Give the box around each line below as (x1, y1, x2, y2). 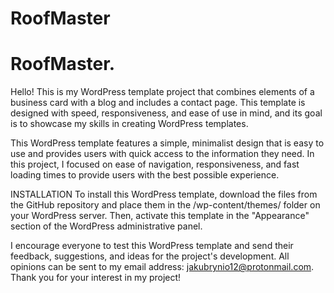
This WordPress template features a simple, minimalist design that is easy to (10, 137, 325, 149)
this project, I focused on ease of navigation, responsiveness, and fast (10, 158, 300, 171)
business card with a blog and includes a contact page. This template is (10, 97, 306, 109)
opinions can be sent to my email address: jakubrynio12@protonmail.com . (10, 261, 315, 273)
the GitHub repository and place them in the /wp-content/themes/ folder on (10, 199, 321, 211)
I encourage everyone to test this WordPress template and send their (10, 240, 294, 252)
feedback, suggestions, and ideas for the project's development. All (10, 250, 290, 262)
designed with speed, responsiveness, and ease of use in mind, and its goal (10, 107, 323, 119)
